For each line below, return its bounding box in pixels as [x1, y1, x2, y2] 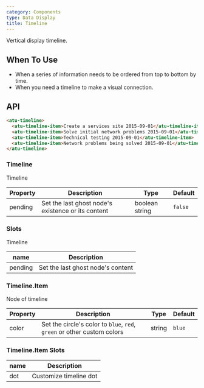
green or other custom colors [41, 328, 124, 336]
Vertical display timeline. [6, 37, 68, 44]
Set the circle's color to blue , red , [41, 320, 136, 329]
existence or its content [41, 206, 109, 215]
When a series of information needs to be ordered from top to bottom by [15, 71, 196, 78]
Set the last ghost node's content [38, 263, 134, 272]
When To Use [6, 54, 58, 65]
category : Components [6, 9, 61, 15]
